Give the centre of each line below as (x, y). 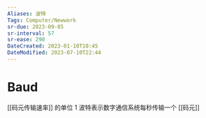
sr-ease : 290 (26, 40)
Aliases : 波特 (27, 14)
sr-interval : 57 (31, 33)
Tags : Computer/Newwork (42, 20)
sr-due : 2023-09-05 (36, 27)
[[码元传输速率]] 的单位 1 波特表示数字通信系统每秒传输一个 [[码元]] (104, 107)
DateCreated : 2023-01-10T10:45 (53, 46)
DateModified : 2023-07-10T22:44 (54, 53)
